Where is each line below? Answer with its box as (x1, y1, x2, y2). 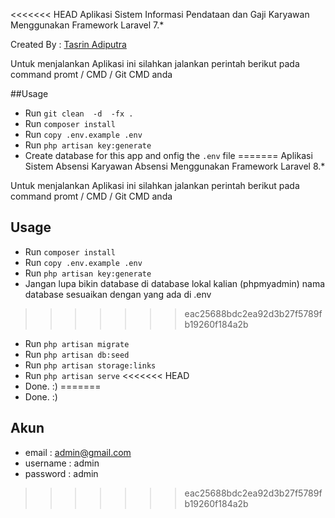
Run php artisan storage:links (24, 359, 157, 371)
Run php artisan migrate (24, 337, 130, 349)
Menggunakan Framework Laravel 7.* (10, 19, 165, 31)
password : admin (24, 467, 99, 479)
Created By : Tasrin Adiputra (10, 39, 127, 50)
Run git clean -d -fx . (24, 107, 134, 119)
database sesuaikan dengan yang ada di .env (24, 288, 212, 300)
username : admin (24, 457, 100, 469)
